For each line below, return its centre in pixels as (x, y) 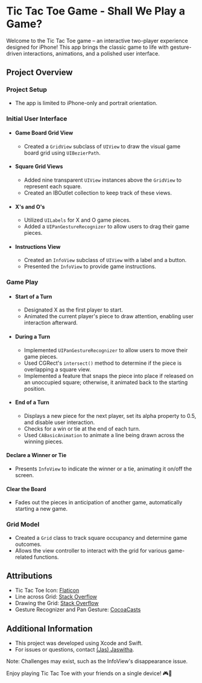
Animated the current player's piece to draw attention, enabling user (109, 316)
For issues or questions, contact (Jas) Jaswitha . (74, 650)
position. (35, 388)
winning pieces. (43, 441)
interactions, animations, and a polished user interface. (91, 53)
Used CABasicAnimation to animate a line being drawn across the (104, 435)
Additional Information (49, 628)
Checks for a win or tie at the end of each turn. (82, 428)
